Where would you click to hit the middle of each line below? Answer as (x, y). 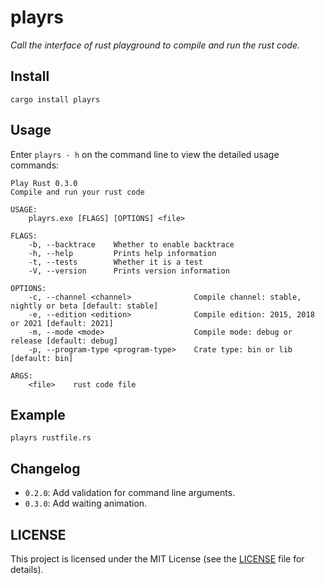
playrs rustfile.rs (51, 438)
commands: (35, 165)
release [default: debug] (64, 341)
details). (27, 569)
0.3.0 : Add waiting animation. (86, 503)
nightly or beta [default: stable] (84, 306)
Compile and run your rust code (77, 192)
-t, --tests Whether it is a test (115, 262)
